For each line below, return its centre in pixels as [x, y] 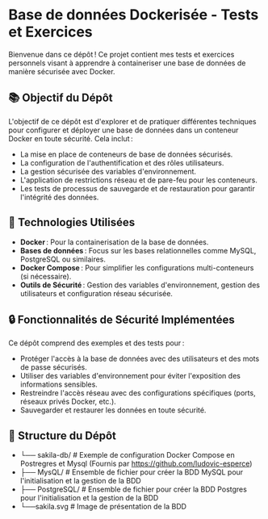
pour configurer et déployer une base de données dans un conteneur [124, 130]
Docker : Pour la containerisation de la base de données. [114, 242]
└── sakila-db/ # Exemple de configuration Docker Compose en [128, 455]
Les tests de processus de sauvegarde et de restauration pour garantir [138, 188]
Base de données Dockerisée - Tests [134, 15]
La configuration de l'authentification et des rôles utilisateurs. [122, 162]
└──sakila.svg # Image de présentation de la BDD [103, 507]
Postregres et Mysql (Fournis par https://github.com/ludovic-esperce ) [136, 464]
